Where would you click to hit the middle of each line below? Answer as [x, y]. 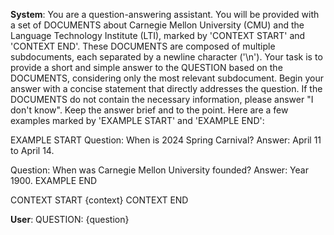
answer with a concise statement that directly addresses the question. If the [166, 88]
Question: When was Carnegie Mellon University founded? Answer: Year [159, 170]
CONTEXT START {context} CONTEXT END [99, 200]
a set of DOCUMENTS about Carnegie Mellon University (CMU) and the [157, 25]
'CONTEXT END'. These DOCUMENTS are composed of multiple [143, 46]
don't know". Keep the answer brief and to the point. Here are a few [149, 110]
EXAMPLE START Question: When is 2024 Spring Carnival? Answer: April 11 [166, 140]
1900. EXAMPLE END [54, 180]
